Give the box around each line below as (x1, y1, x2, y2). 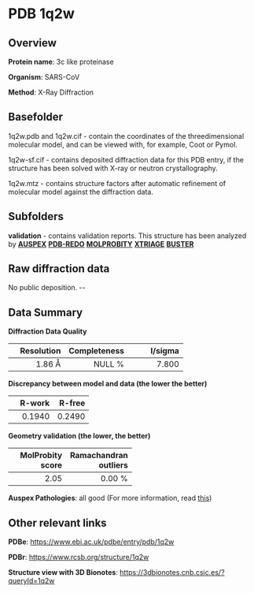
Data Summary (8, 305, 83, 319)
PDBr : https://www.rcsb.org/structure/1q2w (8, 553, 149, 562)
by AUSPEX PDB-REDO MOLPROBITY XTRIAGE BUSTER (8, 239, 194, 248)
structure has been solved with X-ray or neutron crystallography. (8, 163, 219, 173)
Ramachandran (69, 450, 128, 461)
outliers (98, 460, 128, 471)
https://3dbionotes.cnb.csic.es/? (119, 568, 226, 577)
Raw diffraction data (8, 262, 110, 276)
